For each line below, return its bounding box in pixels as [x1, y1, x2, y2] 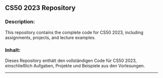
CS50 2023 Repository [5, 4, 76, 12]
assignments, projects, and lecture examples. [5, 34, 96, 40]
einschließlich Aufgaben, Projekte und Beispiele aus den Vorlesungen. [5, 62, 145, 68]
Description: [5, 18, 35, 25]
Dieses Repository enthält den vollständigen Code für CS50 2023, [5, 58, 137, 63]
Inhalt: [5, 47, 21, 53]
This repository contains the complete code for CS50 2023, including [5, 29, 144, 35]
